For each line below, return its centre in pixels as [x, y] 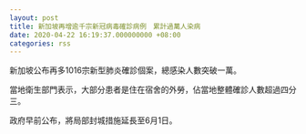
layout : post [34, 18]
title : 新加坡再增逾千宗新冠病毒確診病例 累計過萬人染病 [105, 26]
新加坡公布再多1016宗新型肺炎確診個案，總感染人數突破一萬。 [125, 70]
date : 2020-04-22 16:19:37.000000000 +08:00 [95, 35]
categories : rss [40, 43]
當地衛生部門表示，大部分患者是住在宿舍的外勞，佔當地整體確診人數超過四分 [153, 90]
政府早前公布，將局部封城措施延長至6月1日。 [93, 120]
